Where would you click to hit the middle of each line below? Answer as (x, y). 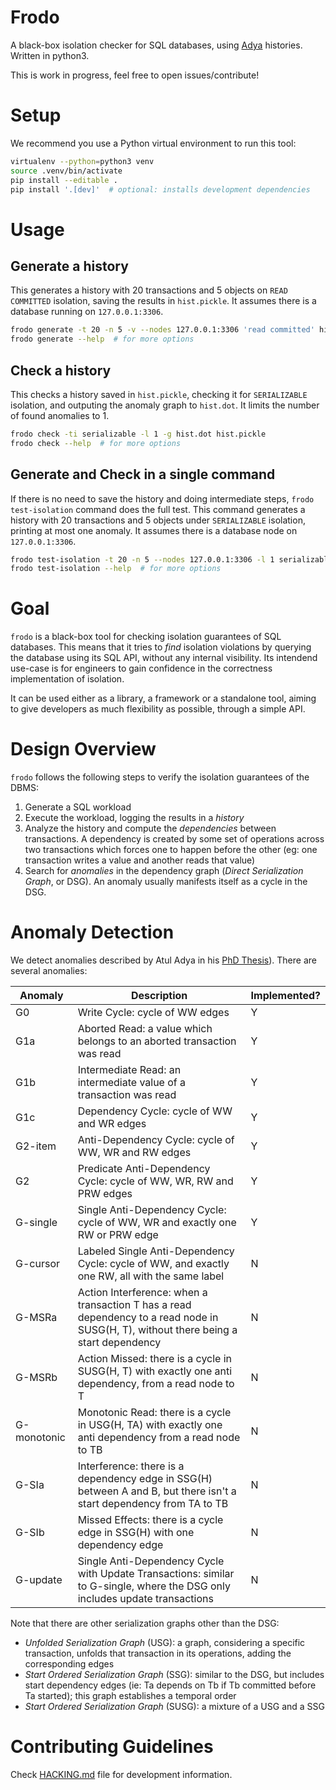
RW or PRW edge (118, 1235)
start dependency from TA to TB (153, 1504)
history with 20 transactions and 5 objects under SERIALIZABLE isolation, (158, 520)
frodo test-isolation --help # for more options (116, 569)
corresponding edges (69, 1664)
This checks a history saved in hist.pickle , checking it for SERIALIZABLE (159, 394)
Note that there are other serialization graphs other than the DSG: (145, 1623)
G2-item (36, 1146)
